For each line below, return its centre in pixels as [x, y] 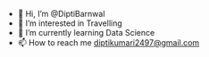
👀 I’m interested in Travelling [70, 23]
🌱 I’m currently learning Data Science [86, 33]
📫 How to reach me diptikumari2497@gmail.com [109, 43]
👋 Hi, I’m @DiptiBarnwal [61, 14]
